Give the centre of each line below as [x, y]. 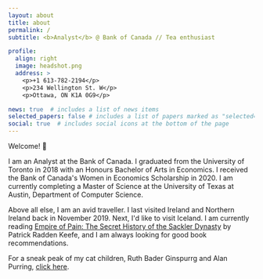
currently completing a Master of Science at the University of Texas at [121, 186]
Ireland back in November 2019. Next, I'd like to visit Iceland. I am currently [129, 218]
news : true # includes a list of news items [83, 109]
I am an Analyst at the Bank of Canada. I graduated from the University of [126, 161]
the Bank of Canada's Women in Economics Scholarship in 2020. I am [121, 178]
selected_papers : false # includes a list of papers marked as [113, 117]
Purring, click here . [39, 266]
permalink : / [29, 30]
